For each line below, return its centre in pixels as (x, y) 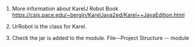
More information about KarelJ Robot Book (65, 9)
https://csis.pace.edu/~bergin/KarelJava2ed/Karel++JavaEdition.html (98, 15)
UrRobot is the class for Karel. (49, 26)
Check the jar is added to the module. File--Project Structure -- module (101, 38)
